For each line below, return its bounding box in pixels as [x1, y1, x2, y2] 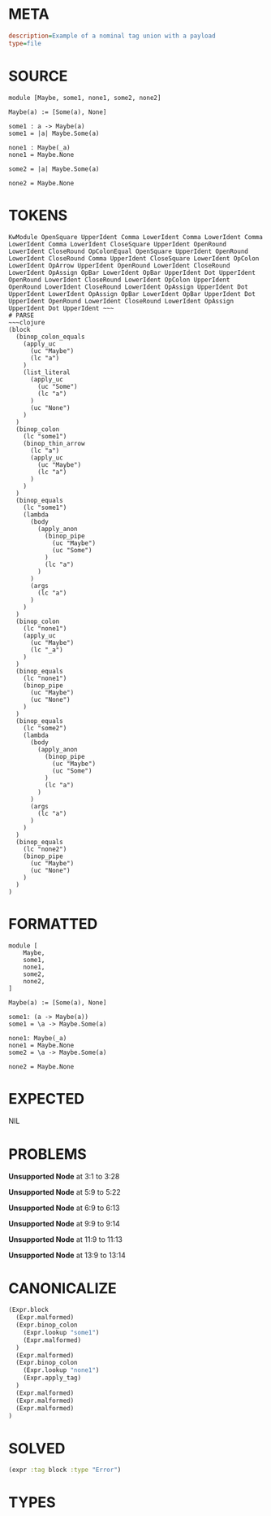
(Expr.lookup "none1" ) [23, 1366, 100, 1374]
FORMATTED [8, 914, 98, 933]
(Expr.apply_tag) [23, 1374, 82, 1383]
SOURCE [8, 67, 68, 85]
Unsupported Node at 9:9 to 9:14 [8, 1219, 120, 1229]
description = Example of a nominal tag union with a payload [8, 32, 217, 40]
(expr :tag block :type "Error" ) [8, 1466, 122, 1475]
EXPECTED [8, 1089, 85, 1108]
